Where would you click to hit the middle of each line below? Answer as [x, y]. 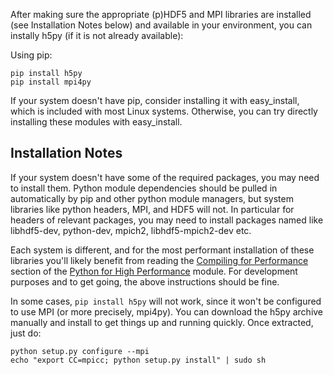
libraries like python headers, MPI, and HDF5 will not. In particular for [152, 209]
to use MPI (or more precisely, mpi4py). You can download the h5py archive [167, 311]
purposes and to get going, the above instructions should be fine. [145, 281]
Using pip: [31, 55]
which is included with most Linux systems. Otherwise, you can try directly [164, 111]
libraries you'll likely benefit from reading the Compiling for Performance [159, 260]
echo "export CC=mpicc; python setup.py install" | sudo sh [138, 360]
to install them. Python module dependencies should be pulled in [144, 188]
